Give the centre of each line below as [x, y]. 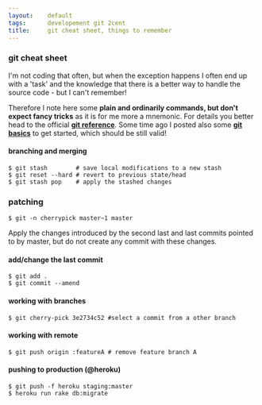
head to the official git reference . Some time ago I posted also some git [125, 125]
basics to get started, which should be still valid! [87, 133]
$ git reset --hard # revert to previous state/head [97, 175]
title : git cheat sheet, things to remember [90, 30]
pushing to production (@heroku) [65, 369]
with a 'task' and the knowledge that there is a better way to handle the [124, 83]
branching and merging [48, 151]
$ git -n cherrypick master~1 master [71, 218]
